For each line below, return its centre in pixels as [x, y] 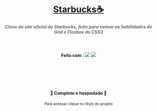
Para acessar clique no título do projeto [78, 104]
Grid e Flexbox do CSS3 [78, 32]
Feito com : [73, 55]
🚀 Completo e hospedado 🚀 [78, 93]
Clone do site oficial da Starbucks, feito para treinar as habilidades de [78, 27]
